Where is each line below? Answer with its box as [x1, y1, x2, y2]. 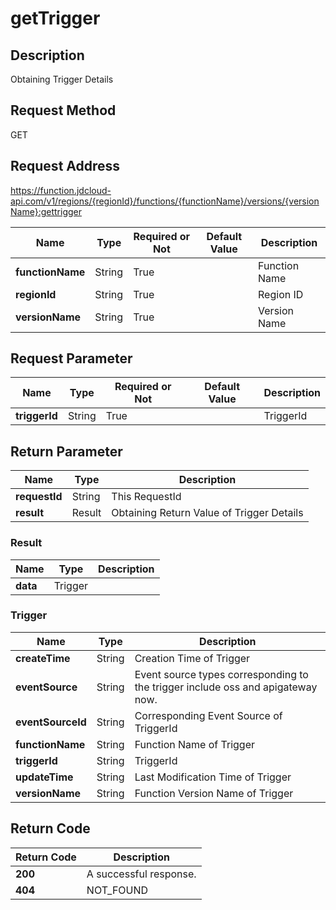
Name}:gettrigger [10, 205, 82, 217]
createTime [15, 651, 71, 665]
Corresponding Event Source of [134, 708, 283, 722]
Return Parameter [10, 443, 123, 460]
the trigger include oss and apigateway [134, 680, 318, 694]
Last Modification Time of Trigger [134, 770, 292, 784]
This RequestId [111, 490, 182, 504]
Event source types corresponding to [134, 667, 309, 681]
